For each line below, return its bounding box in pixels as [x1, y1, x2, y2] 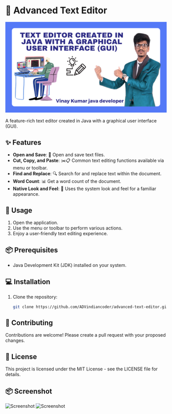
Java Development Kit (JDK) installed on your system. [12, 262, 127, 268]
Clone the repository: [12, 294, 58, 300]
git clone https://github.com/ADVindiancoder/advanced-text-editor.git [12, 304, 169, 309]
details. [5, 371, 21, 378]
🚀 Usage [5, 206, 32, 215]
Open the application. [12, 220, 58, 226]
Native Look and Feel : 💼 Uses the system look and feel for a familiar [12, 185, 157, 192]
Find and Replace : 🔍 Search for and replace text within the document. [12, 171, 162, 177]
